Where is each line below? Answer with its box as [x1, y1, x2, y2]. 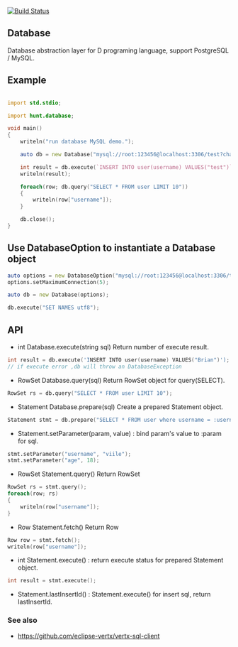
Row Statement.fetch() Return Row [17, 523, 119, 531]
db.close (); [20, 216, 55, 223]
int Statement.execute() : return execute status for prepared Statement [17, 556, 224, 565]
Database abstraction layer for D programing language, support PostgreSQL [7, 46, 229, 55]
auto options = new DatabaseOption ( [7, 272, 115, 279]
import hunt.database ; [7, 112, 74, 119]
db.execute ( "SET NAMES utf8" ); [7, 304, 100, 312]
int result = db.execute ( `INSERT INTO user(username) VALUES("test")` [20, 163, 233, 170]
